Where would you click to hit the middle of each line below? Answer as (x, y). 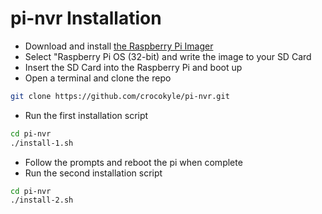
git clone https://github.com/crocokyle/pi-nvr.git (120, 96)
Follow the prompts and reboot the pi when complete (133, 162)
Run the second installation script (93, 173)
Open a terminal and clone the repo (98, 78)
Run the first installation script (86, 115)
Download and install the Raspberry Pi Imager (119, 46)
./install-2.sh (42, 200)
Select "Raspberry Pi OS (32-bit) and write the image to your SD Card (168, 56)
